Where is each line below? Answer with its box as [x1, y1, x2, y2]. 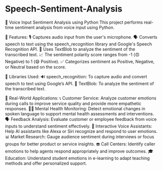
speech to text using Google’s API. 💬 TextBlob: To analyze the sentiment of [5, 81, 154, 86]
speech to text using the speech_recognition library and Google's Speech [5, 41, 152, 47]
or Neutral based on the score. [5, 64, 66, 70]
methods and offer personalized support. [5, 160, 87, 166]
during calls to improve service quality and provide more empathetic [5, 100, 142, 106]
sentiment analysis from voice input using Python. [15, 24, 115, 30]
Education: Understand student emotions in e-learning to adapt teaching [5, 155, 150, 161]
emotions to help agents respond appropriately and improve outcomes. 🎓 [5, 148, 154, 154]
